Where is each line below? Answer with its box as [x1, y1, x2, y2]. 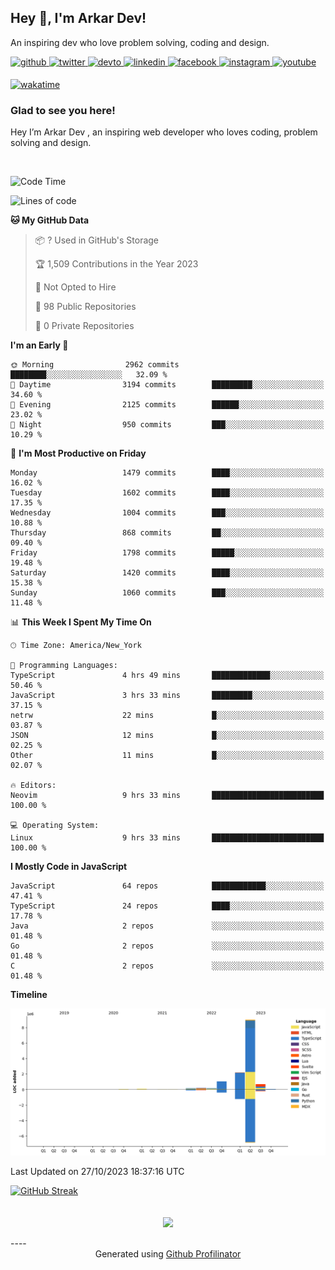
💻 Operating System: [10, 821, 100, 831]
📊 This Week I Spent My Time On [10, 616, 152, 628]
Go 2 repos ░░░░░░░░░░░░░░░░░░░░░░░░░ [10, 941, 325, 951]
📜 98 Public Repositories [34, 301, 137, 313]
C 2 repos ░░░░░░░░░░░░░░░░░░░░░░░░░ [10, 961, 325, 971]
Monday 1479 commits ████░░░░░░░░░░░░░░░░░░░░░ [10, 468, 325, 478]
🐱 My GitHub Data [10, 214, 90, 226]
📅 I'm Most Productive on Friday [10, 447, 147, 460]
